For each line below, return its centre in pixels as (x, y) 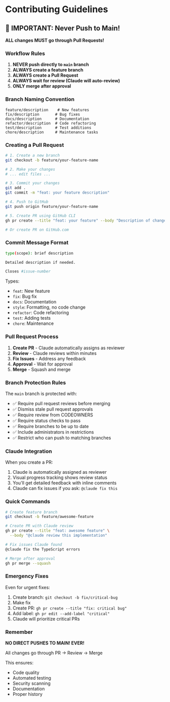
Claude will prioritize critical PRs (46, 619)
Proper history (28, 694)
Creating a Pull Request (35, 145)
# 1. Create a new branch (32, 155)
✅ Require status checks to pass (47, 420)
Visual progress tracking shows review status (60, 478)
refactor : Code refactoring (41, 313)
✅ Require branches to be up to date (51, 426)
